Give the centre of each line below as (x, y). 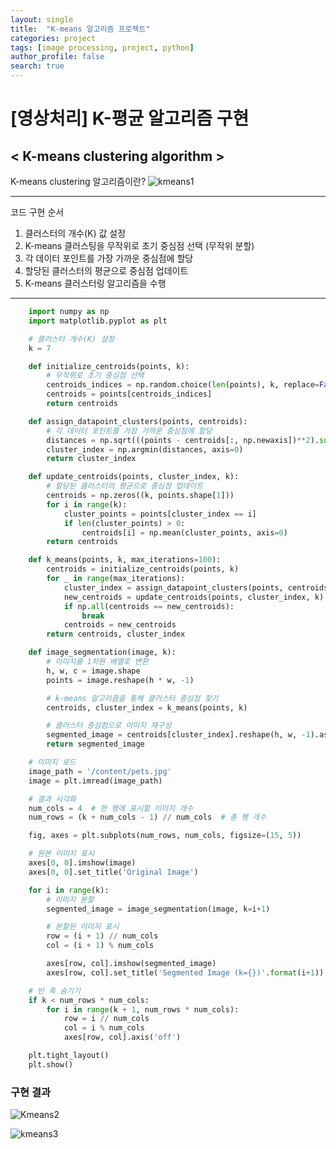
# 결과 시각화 (52, 799)
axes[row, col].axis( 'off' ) (122, 1037)
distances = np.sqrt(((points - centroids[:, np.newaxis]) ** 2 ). (183, 440)
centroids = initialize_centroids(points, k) (143, 569)
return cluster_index (91, 459)
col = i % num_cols (104, 1028)
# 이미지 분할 (70, 899)
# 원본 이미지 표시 (61, 854)
